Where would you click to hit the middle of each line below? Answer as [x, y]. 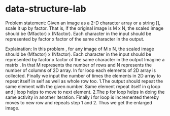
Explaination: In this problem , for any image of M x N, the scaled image [80, 49]
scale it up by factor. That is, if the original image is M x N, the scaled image [84, 28]
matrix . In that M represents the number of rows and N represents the [79, 65]
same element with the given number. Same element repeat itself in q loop [83, 86]
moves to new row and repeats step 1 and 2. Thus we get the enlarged [79, 102]
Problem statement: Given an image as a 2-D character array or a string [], [83, 23]
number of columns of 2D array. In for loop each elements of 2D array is [81, 70]
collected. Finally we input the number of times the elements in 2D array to [83, 75]
